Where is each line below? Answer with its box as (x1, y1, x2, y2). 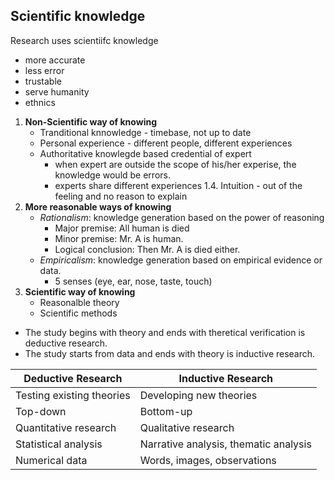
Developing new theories (139, 388, 258, 402)
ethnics (24, 96, 56, 108)
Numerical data (15, 453, 88, 467)
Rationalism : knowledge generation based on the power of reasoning (39, 211, 325, 223)
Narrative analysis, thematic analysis (139, 437, 312, 451)
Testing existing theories (15, 388, 131, 402)
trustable (24, 75, 62, 87)
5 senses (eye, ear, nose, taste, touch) (54, 275, 213, 287)
